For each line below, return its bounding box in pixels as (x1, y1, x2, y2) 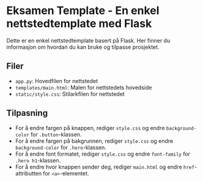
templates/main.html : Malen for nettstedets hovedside (15, 84, 152, 91)
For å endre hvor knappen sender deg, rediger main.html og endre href (15, 163, 194, 170)
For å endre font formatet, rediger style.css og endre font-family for (15, 150, 191, 158)
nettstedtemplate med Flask (6, 16, 152, 31)
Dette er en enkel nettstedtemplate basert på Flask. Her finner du (6, 37, 171, 44)
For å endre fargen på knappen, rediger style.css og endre (15, 124, 165, 131)
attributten (15, 169, 42, 177)
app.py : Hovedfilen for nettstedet (15, 77, 98, 84)
